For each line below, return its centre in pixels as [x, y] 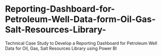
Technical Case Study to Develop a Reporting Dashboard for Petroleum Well [81, 43]
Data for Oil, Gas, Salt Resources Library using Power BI [61, 48]
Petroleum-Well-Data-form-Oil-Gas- [81, 19]
